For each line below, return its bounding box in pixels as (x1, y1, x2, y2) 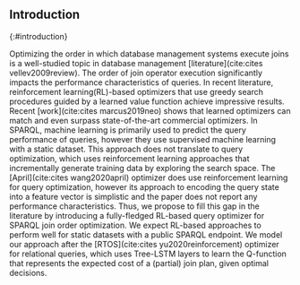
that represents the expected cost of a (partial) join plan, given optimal (9, 257, 269, 268)
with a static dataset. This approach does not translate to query (9, 143, 244, 154)
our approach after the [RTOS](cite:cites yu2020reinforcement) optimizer (9, 238, 279, 249)
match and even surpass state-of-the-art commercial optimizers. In (9, 115, 258, 125)
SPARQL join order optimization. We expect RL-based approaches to (9, 220, 261, 230)
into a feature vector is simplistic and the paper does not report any (9, 191, 258, 202)
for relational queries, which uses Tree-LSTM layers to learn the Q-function (9, 248, 287, 259)
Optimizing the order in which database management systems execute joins (9, 48, 289, 59)
